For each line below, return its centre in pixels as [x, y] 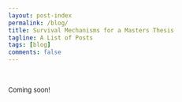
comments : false [35, 52]
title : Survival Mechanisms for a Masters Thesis [91, 30]
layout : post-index [40, 15]
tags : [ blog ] [30, 45]
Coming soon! [30, 90]
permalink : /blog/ [38, 23]
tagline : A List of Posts [50, 38]
